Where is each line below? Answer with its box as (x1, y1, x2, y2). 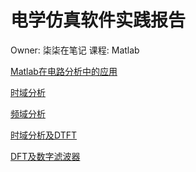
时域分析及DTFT (10, 129, 78, 141)
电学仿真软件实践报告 (10, 9, 187, 32)
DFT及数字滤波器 (10, 150, 81, 162)
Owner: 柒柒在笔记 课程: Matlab (10, 44, 140, 56)
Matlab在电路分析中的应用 (10, 65, 118, 77)
